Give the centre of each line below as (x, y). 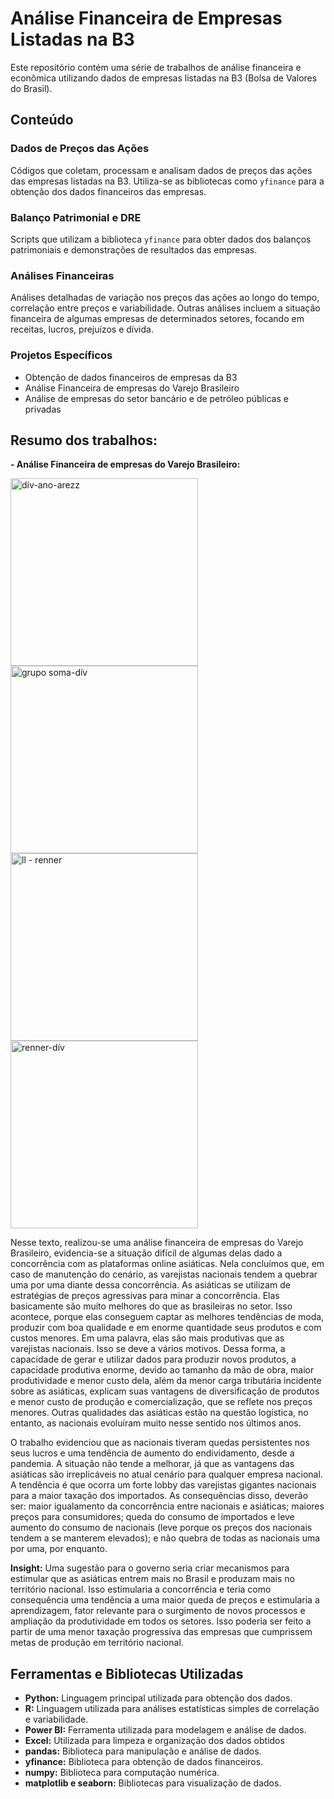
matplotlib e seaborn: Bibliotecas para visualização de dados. (153, 1783)
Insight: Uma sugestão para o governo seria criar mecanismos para (150, 1568)
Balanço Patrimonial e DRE (76, 217)
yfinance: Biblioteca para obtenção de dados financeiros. (144, 1762)
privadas (43, 409)
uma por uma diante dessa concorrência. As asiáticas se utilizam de (150, 1285)
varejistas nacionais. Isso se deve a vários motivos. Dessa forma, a (148, 1349)
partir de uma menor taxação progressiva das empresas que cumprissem (161, 1632)
